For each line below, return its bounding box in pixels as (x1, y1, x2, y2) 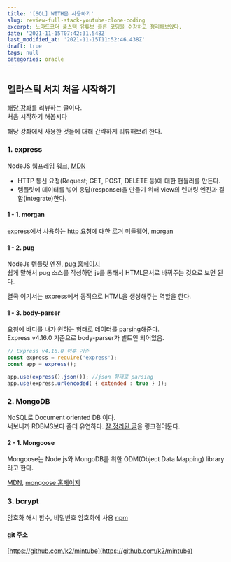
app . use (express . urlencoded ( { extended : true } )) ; (7, 379, 168, 387)
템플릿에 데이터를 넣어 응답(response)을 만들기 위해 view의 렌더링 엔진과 (17, 185, 218, 193)
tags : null (7, 50, 39, 57)
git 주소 (7, 531, 28, 539)
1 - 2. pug (7, 243, 35, 252)
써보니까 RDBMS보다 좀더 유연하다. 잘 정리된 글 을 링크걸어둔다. (7, 422, 181, 430)
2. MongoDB (7, 396, 50, 406)
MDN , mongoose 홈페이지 (7, 479, 80, 487)
